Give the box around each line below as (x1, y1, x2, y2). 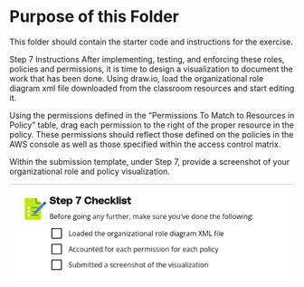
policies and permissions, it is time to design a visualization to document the (9, 63, 294, 74)
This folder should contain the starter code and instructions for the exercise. (9, 36, 294, 47)
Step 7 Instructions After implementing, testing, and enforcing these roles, (9, 53, 285, 64)
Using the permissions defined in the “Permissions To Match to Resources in (9, 110, 295, 120)
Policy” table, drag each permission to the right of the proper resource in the (9, 120, 294, 130)
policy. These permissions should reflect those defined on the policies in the (9, 129, 294, 139)
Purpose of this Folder (9, 6, 179, 27)
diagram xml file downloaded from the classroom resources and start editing (9, 82, 295, 93)
